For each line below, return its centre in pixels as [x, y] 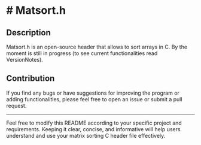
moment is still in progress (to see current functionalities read [82, 53]
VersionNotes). [25, 60]
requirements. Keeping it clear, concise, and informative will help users [93, 129]
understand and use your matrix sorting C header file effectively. [86, 135]
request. [16, 105]
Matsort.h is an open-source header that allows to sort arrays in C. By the [97, 47]
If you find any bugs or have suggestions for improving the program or [93, 93]
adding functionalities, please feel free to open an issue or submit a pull [94, 99]
